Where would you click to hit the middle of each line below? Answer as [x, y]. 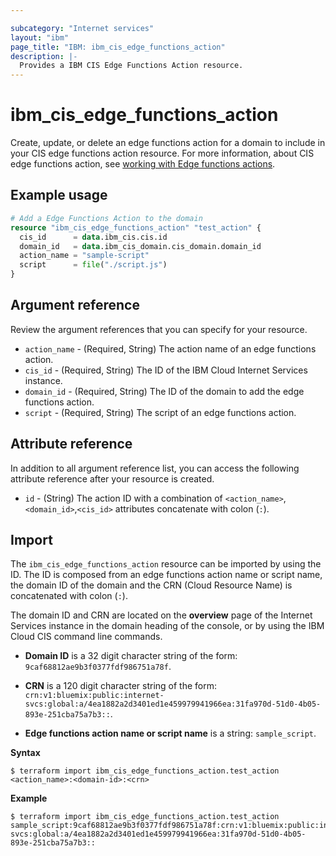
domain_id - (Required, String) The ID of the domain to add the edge [164, 391]
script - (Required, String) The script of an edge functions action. [160, 412]
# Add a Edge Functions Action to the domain [106, 218]
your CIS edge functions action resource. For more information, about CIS [162, 153]
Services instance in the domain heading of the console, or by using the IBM [167, 626]
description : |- [44, 56]
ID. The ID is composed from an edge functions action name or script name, [166, 575]
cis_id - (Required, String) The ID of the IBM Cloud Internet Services [166, 370]
